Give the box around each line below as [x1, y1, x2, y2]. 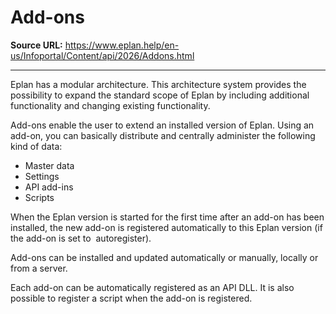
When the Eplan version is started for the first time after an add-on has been [10, 211, 325, 223]
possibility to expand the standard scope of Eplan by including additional [10, 89, 310, 101]
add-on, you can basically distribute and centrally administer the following [10, 129, 316, 141]
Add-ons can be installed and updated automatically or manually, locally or [10, 251, 319, 263]
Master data [24, 159, 75, 171]
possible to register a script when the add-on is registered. [10, 292, 253, 304]
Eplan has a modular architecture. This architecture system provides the [10, 78, 307, 90]
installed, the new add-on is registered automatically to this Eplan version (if [10, 221, 323, 233]
